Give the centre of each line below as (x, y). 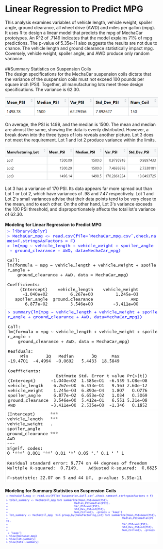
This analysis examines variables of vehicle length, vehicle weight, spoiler (79, 22)
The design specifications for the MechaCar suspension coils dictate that (78, 74)
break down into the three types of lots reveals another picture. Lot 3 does (79, 135)
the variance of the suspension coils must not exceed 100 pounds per (75, 79)
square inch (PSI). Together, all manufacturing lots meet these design (74, 84)
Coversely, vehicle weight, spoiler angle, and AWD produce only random (77, 53)
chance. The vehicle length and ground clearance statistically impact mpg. (80, 48)
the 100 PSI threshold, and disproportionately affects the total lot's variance (81, 209)
